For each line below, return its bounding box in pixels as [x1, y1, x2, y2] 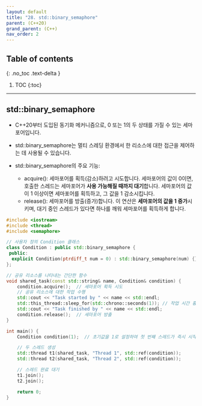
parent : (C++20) [6, 20, 47, 26]
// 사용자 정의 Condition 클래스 [6, 239, 80, 245]
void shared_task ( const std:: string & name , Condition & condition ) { [6, 278, 182, 284]
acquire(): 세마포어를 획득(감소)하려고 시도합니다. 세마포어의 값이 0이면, [23, 174, 194, 182]
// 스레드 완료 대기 [17, 367, 60, 373]
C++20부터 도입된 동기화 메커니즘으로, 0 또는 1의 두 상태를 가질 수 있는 [14, 121, 182, 128]
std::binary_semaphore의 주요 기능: [14, 162, 100, 169]
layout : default [6, 8, 47, 15]
